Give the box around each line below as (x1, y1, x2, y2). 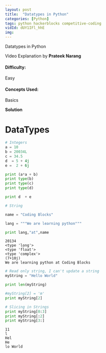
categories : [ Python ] (5, 16, 49, 21)
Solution (5, 107, 23, 113)
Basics (5, 97, 19, 103)
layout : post (5, 7, 32, 12)
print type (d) (5, 186, 34, 190)
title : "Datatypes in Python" (5, 12, 69, 17)
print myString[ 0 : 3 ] (5, 309, 47, 314)
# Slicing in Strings (5, 304, 49, 309)
